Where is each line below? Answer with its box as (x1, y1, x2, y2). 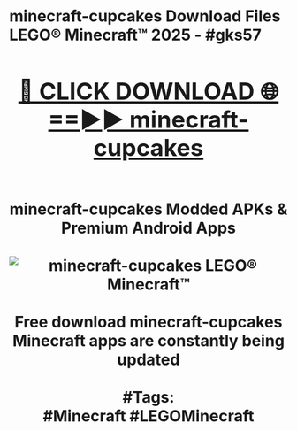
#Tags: (122, 387, 175, 407)
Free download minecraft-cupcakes (14, 312, 283, 332)
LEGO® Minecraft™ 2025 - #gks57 (9, 25, 263, 45)
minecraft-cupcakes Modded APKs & (9, 199, 288, 219)
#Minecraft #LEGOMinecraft (42, 405, 255, 426)
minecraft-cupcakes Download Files (9, 6, 281, 27)
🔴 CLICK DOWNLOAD (18, 76, 255, 105)
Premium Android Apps (61, 218, 236, 238)
